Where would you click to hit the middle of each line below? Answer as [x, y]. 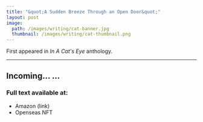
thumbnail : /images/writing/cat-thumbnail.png [71, 34]
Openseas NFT [34, 112]
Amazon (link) [32, 106]
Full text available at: [37, 93]
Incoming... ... [33, 76]
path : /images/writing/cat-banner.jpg [61, 29]
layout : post [23, 17]
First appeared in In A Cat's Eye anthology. [60, 51]
